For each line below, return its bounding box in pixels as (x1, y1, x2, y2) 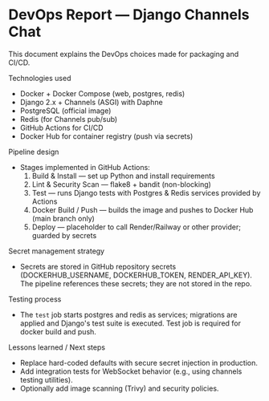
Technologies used (8, 73, 71, 83)
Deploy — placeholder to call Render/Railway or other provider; (31, 222, 241, 232)
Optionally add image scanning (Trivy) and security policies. (19, 383, 219, 393)
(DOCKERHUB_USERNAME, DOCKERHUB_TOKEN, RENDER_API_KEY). (19, 270, 253, 280)
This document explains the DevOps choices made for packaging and (8, 49, 239, 59)
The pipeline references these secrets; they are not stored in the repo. (19, 278, 252, 288)
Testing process (8, 294, 62, 304)
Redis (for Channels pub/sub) (19, 114, 118, 124)
